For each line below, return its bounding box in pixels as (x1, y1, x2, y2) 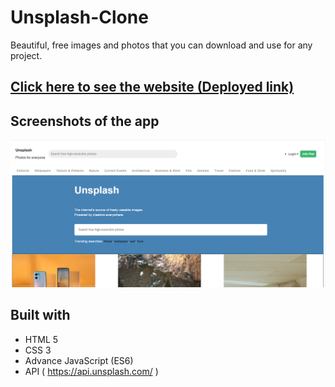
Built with (10, 307, 71, 324)
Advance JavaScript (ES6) (24, 354, 134, 366)
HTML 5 (24, 333, 59, 345)
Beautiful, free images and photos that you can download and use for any (10, 39, 313, 51)
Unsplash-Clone (10, 6, 149, 29)
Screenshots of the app (10, 112, 160, 130)
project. (10, 49, 43, 61)
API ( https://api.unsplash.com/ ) (24, 365, 159, 377)
